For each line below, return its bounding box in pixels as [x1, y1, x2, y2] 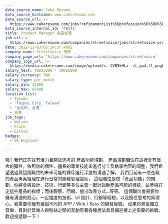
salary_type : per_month [5, 77, 55, 82]
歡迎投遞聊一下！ [5, 213, 40, 219]
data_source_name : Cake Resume [5, 7, 70, 13]
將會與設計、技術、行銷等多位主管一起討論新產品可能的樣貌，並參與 [18, 182, 158, 188]
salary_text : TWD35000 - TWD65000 [5, 68, 77, 73]
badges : [5, 134, 21, 139]
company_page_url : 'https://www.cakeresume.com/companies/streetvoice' [5, 54, 157, 59]
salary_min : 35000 [5, 82, 43, 87]
